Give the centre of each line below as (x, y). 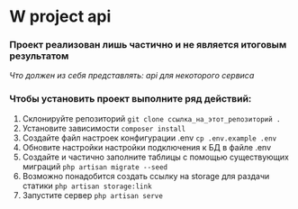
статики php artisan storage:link (87, 186)
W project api (60, 17)
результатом (39, 56)
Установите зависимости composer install (104, 128)
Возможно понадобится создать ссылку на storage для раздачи (146, 176)
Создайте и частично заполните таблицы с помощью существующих (156, 157)
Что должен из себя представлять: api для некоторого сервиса (132, 76)
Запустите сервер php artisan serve (93, 195)
